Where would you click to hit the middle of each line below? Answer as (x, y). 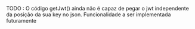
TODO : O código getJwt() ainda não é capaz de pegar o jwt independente (97, 8)
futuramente (21, 21)
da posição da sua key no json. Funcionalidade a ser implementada (89, 14)
